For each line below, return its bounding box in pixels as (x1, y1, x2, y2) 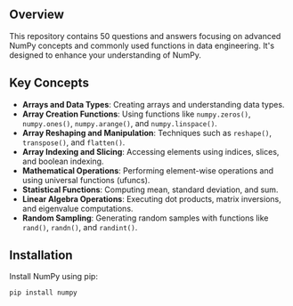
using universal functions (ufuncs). (21, 174, 151, 185)
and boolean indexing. (21, 156, 104, 166)
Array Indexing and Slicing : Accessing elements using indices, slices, (21, 146, 280, 157)
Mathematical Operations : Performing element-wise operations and (21, 165, 274, 176)
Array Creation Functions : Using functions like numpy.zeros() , (21, 109, 251, 119)
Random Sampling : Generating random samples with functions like (21, 213, 269, 223)
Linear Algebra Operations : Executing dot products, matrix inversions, (21, 193, 282, 204)
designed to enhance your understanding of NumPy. (9, 49, 202, 60)
